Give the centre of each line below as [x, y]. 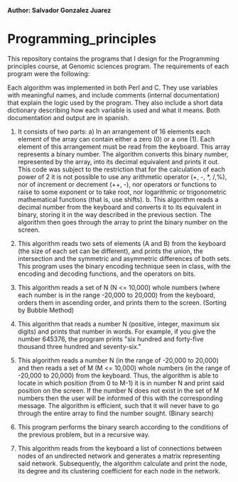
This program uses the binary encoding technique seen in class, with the [124, 266]
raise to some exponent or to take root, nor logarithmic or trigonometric [122, 192]
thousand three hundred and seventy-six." [80, 346]
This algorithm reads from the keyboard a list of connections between [120, 448]
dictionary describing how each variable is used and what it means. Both [114, 110]
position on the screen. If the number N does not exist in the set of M [118, 390]
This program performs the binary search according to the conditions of [123, 427]
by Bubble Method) [46, 310]
